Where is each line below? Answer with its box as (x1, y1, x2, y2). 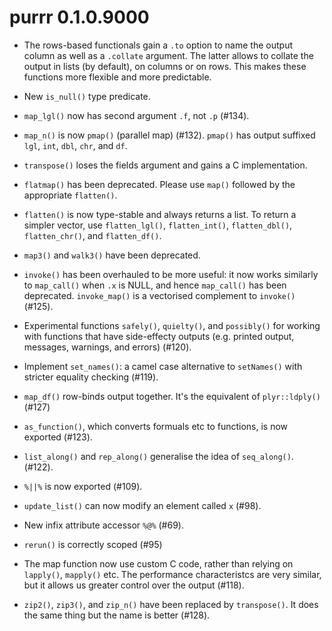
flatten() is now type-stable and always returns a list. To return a (23, 208, 297, 220)
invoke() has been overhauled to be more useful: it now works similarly (23, 268, 319, 280)
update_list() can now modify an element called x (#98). (23, 499, 262, 511)
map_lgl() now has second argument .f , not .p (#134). (23, 109, 250, 121)
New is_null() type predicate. (23, 90, 151, 102)
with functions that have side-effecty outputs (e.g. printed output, (23, 330, 295, 342)
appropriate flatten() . (23, 189, 118, 201)
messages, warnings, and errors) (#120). (23, 341, 192, 353)
